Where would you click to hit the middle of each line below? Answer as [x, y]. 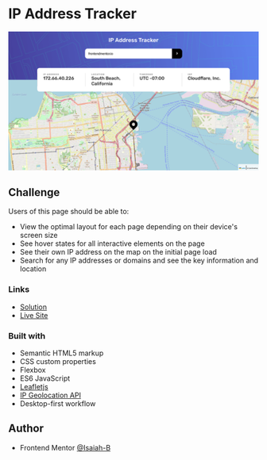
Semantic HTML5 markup [62, 353]
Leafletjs [34, 386]
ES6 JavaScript [45, 378]
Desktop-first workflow [58, 403]
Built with [27, 335]
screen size [39, 236]
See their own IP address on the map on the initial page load [118, 252]
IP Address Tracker [73, 14]
